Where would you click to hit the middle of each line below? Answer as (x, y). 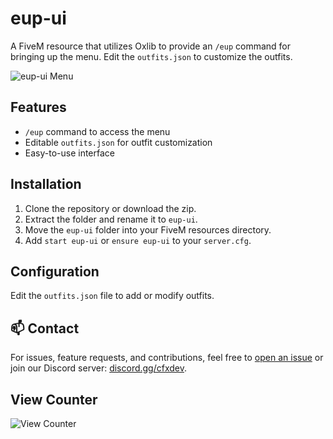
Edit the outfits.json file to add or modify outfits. (112, 296)
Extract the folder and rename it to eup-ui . (111, 219)
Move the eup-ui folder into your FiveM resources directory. (148, 229)
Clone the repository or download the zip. (110, 208)
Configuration (55, 271)
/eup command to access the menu (97, 131)
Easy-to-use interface (70, 153)
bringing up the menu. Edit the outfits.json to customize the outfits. (151, 56)
